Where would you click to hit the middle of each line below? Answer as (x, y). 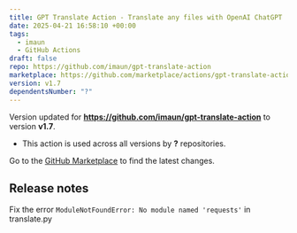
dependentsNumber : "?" (51, 91)
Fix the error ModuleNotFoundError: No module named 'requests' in (130, 210)
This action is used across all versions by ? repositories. (124, 144)
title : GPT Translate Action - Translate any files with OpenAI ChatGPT (146, 17)
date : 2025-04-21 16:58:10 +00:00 (73, 26)
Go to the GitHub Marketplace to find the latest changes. (112, 160)
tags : (19, 34)
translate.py (31, 219)
